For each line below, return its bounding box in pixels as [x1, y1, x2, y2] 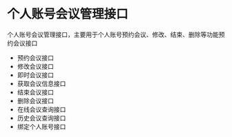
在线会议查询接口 [17, 105, 66, 114]
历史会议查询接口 [17, 114, 66, 122]
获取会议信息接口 [17, 79, 66, 87]
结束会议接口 [17, 87, 54, 96]
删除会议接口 [17, 96, 54, 105]
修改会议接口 [17, 62, 54, 70]
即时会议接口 [17, 70, 54, 79]
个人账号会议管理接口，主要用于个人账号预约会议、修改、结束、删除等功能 [7, 30, 219, 39]
